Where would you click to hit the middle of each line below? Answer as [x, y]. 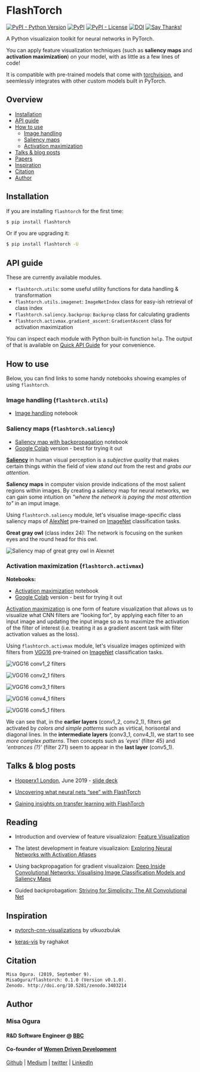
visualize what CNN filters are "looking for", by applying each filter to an [95, 615]
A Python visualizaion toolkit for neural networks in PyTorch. [80, 38]
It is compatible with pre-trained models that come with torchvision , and [95, 74]
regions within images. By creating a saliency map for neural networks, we [98, 490]
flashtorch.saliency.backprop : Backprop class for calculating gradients [102, 314]
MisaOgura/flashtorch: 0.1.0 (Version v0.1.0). [67, 980]
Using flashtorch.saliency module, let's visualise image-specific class [94, 515]
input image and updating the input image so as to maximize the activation [98, 621]
